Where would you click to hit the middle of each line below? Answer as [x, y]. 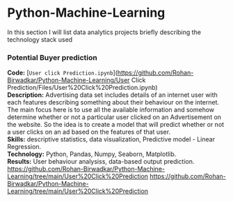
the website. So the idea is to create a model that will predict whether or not [116, 125]
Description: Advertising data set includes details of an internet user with [112, 95]
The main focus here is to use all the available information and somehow [111, 110]
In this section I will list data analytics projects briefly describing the [104, 32]
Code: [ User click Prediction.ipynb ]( [63, 73]
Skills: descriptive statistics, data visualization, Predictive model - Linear [111, 139]
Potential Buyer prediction [52, 57]
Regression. [24, 147]
